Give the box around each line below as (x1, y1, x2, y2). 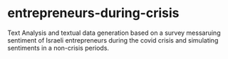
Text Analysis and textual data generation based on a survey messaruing (7, 28, 221, 37)
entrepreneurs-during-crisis (7, 5, 180, 21)
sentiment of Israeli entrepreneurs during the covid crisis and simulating (7, 36, 219, 44)
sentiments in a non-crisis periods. (7, 43, 109, 52)
